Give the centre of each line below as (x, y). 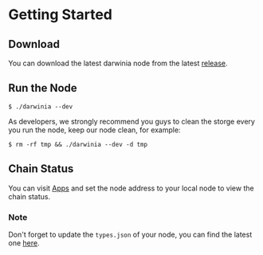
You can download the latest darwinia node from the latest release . (118, 63)
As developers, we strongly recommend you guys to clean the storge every (131, 121)
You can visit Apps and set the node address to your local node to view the (131, 188)
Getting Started (61, 15)
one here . (24, 243)
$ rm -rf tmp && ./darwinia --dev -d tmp (78, 144)
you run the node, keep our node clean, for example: (94, 130)
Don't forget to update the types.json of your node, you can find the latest (130, 234)
